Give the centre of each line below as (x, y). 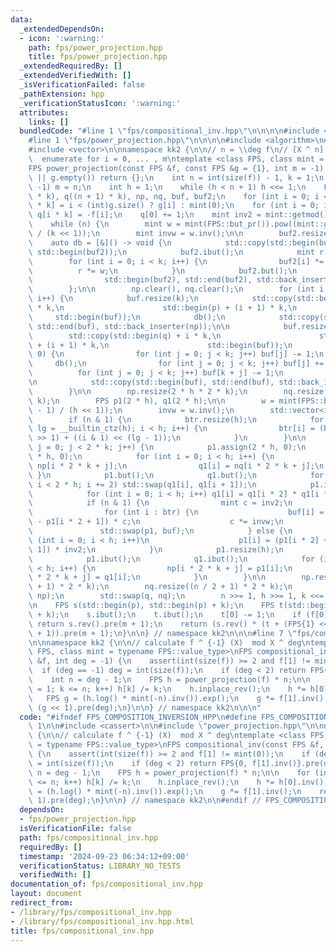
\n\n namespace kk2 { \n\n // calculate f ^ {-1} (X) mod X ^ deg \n (169, 642)
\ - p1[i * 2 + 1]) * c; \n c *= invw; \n (156, 522)
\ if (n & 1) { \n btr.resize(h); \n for (176, 419)
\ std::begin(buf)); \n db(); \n (127, 317)
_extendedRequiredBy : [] (71, 66)
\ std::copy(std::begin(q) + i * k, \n (125, 336)
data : (21, 19)
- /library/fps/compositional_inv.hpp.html (102, 921)
